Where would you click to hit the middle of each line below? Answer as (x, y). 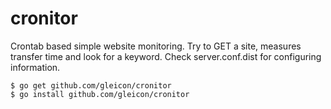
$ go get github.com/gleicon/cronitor (91, 85)
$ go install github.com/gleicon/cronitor (100, 94)
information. (35, 67)
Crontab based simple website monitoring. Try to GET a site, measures (156, 46)
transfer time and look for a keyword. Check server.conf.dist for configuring (166, 56)
